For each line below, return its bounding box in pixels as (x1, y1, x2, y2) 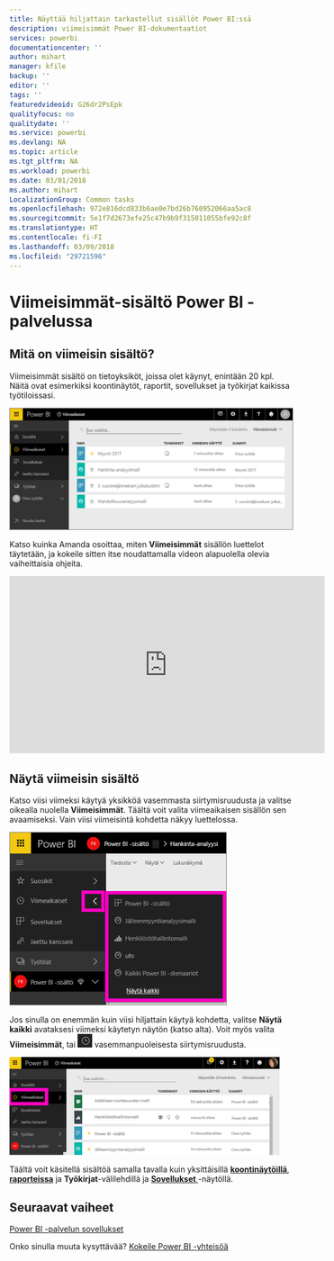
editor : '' (9, 81, 50, 90)
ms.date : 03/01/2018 (9, 176, 87, 185)
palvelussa (9, 311, 93, 331)
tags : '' (9, 90, 42, 99)
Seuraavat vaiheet (9, 1200, 114, 1215)
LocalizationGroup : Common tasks (9, 194, 135, 204)
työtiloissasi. (9, 390, 56, 401)
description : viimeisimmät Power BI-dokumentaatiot (9, 23, 207, 33)
